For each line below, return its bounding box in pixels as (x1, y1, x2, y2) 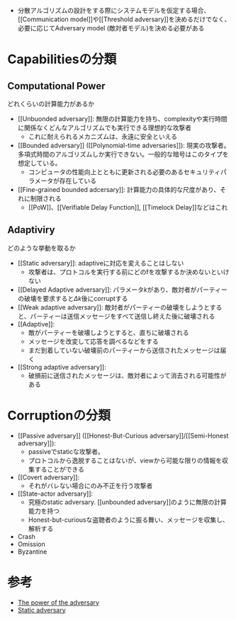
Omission (17, 540, 45, 548)
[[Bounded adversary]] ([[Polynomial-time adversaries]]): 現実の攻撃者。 (17, 141, 230, 149)
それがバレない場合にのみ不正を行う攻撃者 (28, 481, 153, 490)
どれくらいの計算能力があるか (7, 100, 94, 108)
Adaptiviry (7, 224, 55, 236)
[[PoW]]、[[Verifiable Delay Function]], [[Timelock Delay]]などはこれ (28, 203, 228, 211)
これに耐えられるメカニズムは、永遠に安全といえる (28, 132, 178, 140)
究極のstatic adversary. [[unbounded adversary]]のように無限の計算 (28, 498, 227, 506)
